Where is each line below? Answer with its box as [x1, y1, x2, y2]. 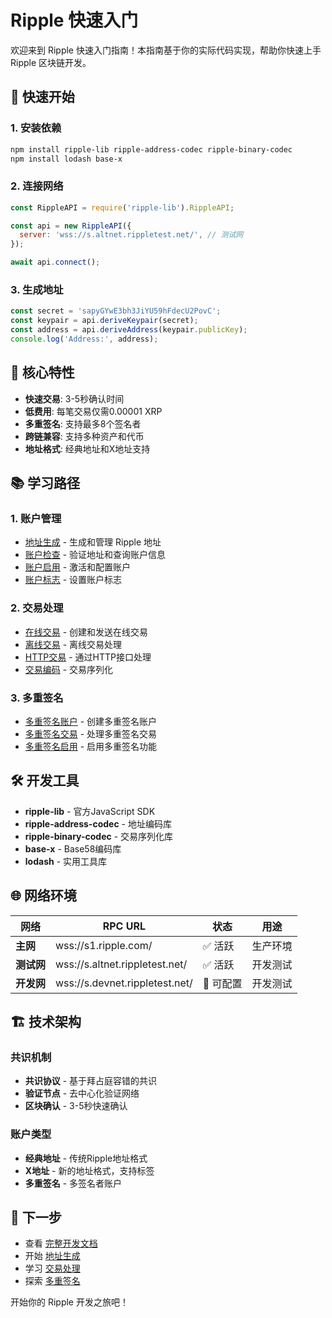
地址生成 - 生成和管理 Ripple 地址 [24, 536, 162, 548]
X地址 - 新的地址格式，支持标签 [24, 1164, 155, 1176]
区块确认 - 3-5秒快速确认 [24, 1100, 128, 1112]
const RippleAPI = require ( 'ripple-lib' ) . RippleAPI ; [10, 202, 235, 213]
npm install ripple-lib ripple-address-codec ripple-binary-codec [10, 144, 293, 155]
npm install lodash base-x [10, 154, 123, 164]
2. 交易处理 [10, 601, 64, 615]
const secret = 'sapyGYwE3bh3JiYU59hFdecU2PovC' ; [10, 306, 222, 316]
